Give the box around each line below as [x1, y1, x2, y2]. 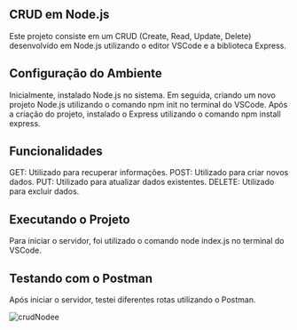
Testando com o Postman [9, 270, 153, 286]
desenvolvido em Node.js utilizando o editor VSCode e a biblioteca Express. [9, 40, 286, 51]
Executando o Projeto [9, 212, 130, 227]
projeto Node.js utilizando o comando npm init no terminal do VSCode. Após [9, 99, 288, 109]
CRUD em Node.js [9, 7, 110, 22]
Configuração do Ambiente [9, 66, 162, 81]
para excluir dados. [9, 186, 80, 197]
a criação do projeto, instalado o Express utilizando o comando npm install [9, 109, 281, 119]
